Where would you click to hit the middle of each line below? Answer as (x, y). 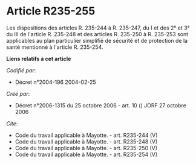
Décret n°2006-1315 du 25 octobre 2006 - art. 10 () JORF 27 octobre (100, 105)
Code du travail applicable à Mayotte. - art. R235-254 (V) (86, 154)
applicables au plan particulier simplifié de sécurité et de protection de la (97, 40)
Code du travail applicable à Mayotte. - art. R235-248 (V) (86, 141)
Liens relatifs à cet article (39, 58)
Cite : (12, 123)
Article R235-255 (51, 11)
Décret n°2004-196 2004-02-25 (55, 82)
